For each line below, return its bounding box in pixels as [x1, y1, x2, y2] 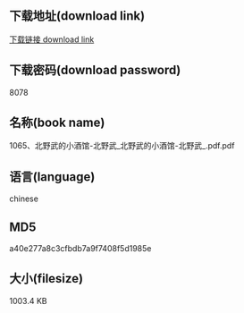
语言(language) [9, 169, 96, 184]
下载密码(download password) [9, 63, 181, 78]
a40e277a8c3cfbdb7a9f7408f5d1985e [9, 243, 152, 254]
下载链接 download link [9, 34, 95, 45]
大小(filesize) [9, 271, 83, 286]
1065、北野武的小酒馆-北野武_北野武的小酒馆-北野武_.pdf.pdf [9, 140, 235, 151]
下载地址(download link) [9, 8, 146, 24]
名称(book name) [9, 115, 105, 131]
